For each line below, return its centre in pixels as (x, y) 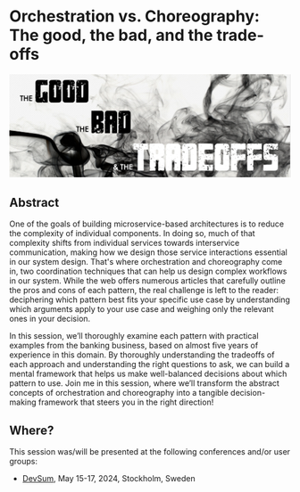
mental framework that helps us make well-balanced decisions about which (148, 374)
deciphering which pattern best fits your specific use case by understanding (150, 299)
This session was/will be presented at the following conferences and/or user (150, 452)
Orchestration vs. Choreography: (135, 16)
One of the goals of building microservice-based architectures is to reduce (147, 224)
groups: (24, 462)
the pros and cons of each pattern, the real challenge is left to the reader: (144, 291)
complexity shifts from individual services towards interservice (125, 243)
